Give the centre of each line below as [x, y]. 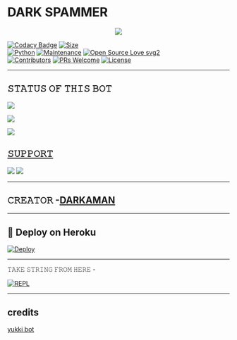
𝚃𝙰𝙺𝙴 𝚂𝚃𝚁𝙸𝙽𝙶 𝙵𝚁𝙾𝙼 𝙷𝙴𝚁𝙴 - [51, 270]
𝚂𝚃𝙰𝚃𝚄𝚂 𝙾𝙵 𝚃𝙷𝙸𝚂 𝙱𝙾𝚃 [60, 89]
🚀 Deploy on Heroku [52, 232]
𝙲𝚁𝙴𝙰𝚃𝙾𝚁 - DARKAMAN [61, 200]
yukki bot [21, 329]
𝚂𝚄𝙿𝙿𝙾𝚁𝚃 [30, 154]
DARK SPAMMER [57, 12]
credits [23, 312]
